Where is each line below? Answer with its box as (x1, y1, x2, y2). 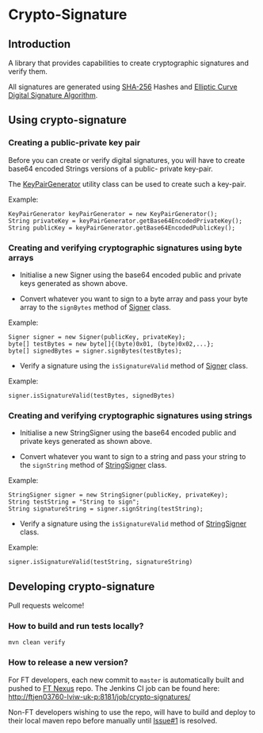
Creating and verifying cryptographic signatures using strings (8, 410, 253, 421)
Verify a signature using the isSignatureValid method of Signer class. (19, 361, 248, 370)
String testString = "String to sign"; (8, 498, 140, 506)
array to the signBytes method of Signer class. (19, 302, 172, 311)
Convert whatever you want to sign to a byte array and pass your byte (19, 294, 248, 303)
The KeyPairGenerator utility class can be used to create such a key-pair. (8, 179, 247, 188)
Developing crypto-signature (8, 580, 155, 593)
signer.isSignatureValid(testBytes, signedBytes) (8, 392, 176, 399)
